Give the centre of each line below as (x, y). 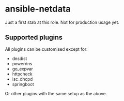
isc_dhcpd (22, 79)
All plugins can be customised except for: (46, 49)
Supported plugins (34, 37)
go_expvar (22, 69)
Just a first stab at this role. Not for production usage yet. (62, 22)
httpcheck (22, 74)
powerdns (22, 63)
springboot (23, 84)
